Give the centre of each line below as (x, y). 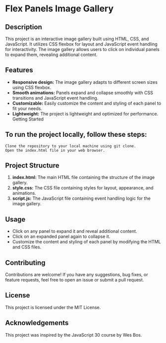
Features (19, 70)
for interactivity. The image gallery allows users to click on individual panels (82, 49)
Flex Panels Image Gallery (59, 9)
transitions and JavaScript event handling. (55, 98)
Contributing (25, 262)
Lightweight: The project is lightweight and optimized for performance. (85, 114)
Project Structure (32, 166)
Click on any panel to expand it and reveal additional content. (75, 231)
